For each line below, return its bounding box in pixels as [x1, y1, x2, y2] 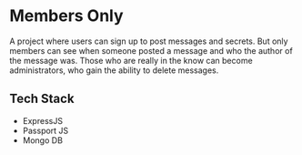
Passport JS [22, 125, 69, 136]
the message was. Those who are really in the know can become [9, 55, 253, 66]
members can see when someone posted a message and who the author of [9, 45, 293, 56]
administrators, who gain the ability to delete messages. [9, 65, 219, 76]
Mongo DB [22, 134, 64, 146]
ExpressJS [22, 115, 64, 126]
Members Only [9, 5, 125, 26]
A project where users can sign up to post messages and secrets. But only [9, 36, 288, 46]
